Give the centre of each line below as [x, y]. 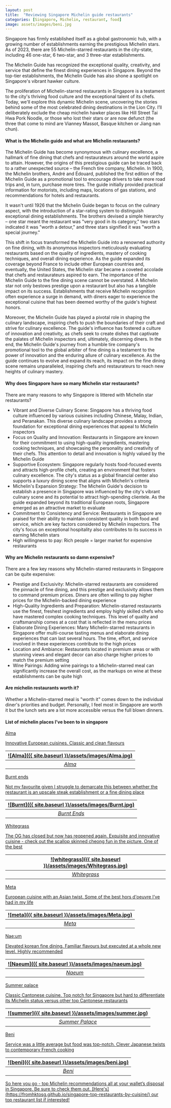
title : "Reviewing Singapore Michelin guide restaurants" [69, 15]
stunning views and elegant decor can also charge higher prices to [83, 655]
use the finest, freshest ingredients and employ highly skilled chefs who [88, 611]
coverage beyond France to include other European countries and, [75, 264]
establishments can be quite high [47, 676]
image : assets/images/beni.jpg [38, 24]
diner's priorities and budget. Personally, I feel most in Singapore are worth [84, 705]
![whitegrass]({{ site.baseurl [85, 859]
